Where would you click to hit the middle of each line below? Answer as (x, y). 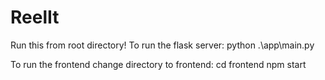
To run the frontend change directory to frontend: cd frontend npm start (158, 64)
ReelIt (35, 17)
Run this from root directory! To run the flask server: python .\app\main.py (162, 45)
